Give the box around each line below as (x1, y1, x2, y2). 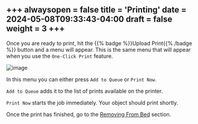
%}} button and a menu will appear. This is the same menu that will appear (6, 46, 191, 53)
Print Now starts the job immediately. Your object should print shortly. (6, 99, 179, 106)
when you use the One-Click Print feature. (6, 52, 113, 60)
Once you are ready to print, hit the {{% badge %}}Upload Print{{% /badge (6, 39, 193, 47)
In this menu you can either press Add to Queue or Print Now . (6, 75, 157, 83)
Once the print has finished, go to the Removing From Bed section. (6, 111, 172, 118)
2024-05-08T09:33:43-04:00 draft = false (6, 14, 173, 25)
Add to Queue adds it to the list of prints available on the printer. (6, 87, 163, 95)
